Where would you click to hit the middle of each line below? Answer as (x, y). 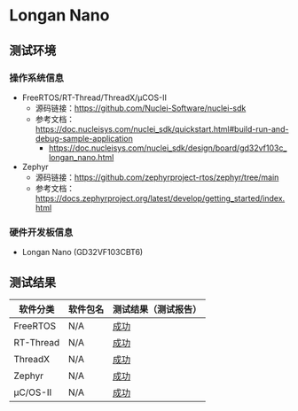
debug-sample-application (84, 138)
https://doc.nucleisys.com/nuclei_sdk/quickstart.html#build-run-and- (162, 128)
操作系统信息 (37, 78)
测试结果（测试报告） (157, 309)
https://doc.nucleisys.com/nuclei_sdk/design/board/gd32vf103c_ (168, 148)
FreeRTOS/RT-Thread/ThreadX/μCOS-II (94, 97)
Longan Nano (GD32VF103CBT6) (82, 252)
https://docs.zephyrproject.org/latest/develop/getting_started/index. (160, 198)
